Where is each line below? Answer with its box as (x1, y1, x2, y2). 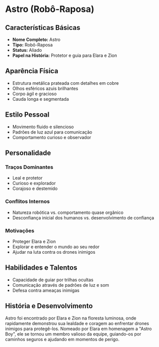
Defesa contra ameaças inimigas (12, 287, 79, 293)
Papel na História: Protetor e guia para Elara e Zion (12, 52, 117, 58)
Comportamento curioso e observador (12, 134, 91, 140)
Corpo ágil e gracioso (12, 91, 57, 97)
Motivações (5, 227, 35, 234)
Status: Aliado (12, 47, 42, 53)
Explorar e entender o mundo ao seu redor (12, 243, 100, 250)
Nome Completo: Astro (12, 36, 61, 42)
